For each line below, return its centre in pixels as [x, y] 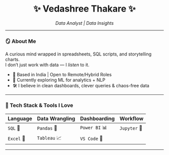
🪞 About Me [21, 41]
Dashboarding [97, 118]
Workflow [132, 118]
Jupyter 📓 [131, 128]
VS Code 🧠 [92, 138]
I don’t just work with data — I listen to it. [47, 65]
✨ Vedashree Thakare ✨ [84, 9]
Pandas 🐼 [47, 128]
